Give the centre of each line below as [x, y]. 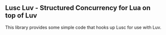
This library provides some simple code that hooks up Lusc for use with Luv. [83, 27]
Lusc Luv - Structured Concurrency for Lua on [78, 8]
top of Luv [21, 16]
